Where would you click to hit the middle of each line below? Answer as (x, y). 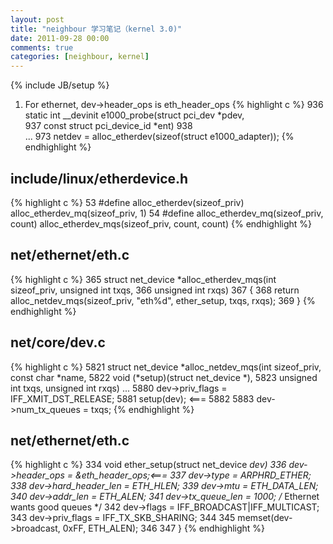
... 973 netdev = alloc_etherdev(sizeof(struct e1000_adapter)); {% (159, 137)
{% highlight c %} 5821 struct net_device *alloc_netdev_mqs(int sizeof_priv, (166, 367)
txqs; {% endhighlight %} (143, 409)
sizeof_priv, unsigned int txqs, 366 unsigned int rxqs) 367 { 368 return (155, 290)
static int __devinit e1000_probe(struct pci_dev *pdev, (134, 115)
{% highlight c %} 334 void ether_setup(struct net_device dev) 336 (148, 465)
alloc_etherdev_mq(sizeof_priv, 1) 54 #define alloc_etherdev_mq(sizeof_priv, (167, 213)
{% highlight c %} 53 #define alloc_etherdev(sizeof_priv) (127, 202)
